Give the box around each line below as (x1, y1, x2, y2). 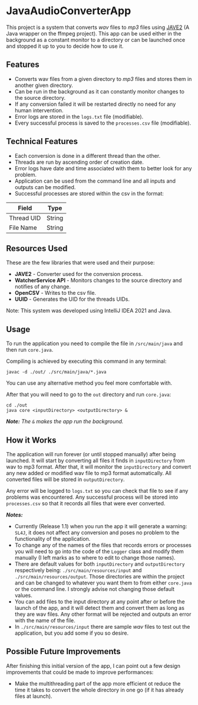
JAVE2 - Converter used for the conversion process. (14, 271, 143, 278)
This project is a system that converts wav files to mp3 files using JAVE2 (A (6, 24, 190, 31)
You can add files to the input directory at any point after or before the (14, 598, 185, 605)
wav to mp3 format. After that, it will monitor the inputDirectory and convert (6, 463, 192, 470)
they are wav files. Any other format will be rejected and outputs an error (14, 610, 192, 618)
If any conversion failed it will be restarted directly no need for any (14, 100, 176, 108)
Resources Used (6, 243, 68, 254)
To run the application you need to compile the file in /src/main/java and (6, 340, 183, 347)
